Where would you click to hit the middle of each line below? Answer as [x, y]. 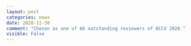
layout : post [23, 12]
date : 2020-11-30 [28, 23]
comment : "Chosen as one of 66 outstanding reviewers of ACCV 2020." [96, 28]
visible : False [25, 34]
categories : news [28, 17]
